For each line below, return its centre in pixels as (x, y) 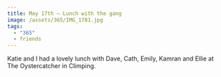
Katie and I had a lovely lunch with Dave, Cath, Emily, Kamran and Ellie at (110, 58)
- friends (27, 39)
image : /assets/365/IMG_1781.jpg (55, 20)
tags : (15, 26)
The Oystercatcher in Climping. (51, 66)
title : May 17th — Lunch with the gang (65, 13)
